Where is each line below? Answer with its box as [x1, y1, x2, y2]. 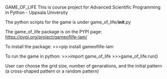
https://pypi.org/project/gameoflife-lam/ [5, 34, 88, 40]
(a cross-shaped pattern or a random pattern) [5, 68, 99, 74]
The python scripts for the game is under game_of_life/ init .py [5, 19, 131, 25]
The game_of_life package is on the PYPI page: [5, 29, 102, 34]
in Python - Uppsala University [5, 9, 68, 15]
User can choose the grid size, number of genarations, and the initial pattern [5, 63, 162, 69]
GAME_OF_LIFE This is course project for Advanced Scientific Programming [5, 4, 161, 10]
